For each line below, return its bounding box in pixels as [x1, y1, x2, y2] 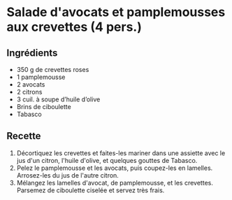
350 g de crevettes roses [16, 66, 89, 73]
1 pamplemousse [16, 73, 66, 81]
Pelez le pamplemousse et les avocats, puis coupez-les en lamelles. [16, 164, 213, 172]
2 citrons [16, 88, 43, 96]
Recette [6, 130, 41, 142]
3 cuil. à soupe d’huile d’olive [16, 95, 101, 103]
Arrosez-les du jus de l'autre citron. [16, 171, 119, 179]
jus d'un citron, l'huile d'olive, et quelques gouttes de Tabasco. [16, 156, 198, 164]
